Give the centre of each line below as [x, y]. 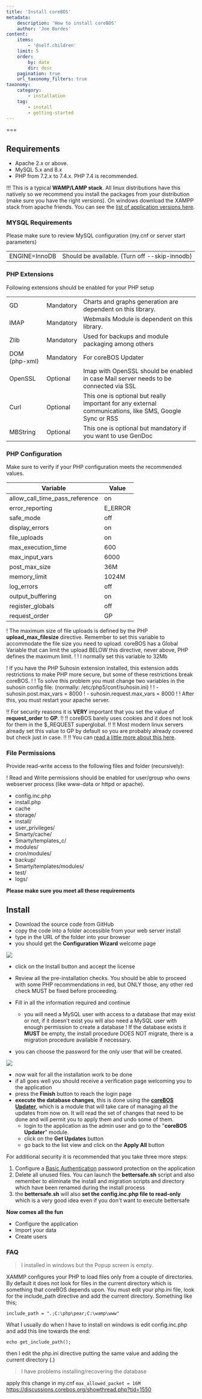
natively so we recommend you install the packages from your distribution [98, 194]
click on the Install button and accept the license [75, 967]
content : [17, 34]
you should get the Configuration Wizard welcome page [85, 943]
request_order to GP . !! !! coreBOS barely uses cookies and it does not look [100, 718]
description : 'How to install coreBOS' [67, 23]
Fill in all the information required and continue [72, 1003]
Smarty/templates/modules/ [49, 866]
